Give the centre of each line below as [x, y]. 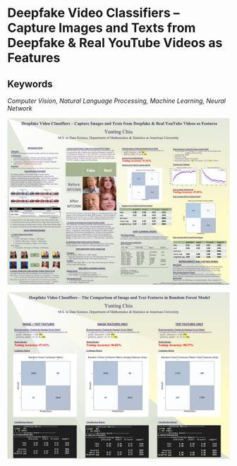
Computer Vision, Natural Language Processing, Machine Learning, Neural [116, 101]
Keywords [30, 84]
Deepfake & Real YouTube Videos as [115, 43]
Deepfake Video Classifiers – [93, 13]
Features [34, 58]
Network [20, 108]
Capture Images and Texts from [102, 28]
